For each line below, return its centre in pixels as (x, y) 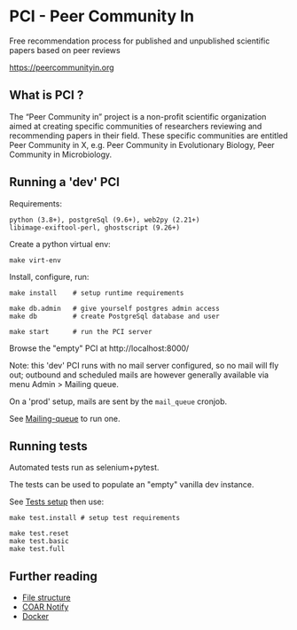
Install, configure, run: (49, 276)
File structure (46, 598)
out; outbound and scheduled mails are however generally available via (139, 375)
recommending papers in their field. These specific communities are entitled (148, 136)
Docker (35, 617)
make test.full (37, 549)
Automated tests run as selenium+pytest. (84, 468)
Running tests (49, 446)
